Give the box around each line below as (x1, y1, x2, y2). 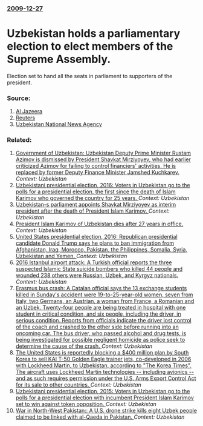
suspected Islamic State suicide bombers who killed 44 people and (15, 265, 183, 273)
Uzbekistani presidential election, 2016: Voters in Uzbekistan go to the (15, 182, 190, 189)
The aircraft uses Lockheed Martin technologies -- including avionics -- (15, 368, 195, 376)
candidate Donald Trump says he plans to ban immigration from (15, 239, 175, 247)
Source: (7, 94, 31, 102)
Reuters (15, 114, 36, 122)
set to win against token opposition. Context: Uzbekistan (15, 401, 156, 408)
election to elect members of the (7, 39, 173, 53)
